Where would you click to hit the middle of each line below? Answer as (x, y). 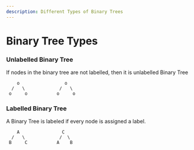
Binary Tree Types (52, 41)
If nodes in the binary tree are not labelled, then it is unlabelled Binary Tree (97, 72)
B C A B (41, 143)
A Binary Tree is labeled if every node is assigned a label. (76, 122)
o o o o (42, 94)
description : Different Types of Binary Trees (65, 12)
